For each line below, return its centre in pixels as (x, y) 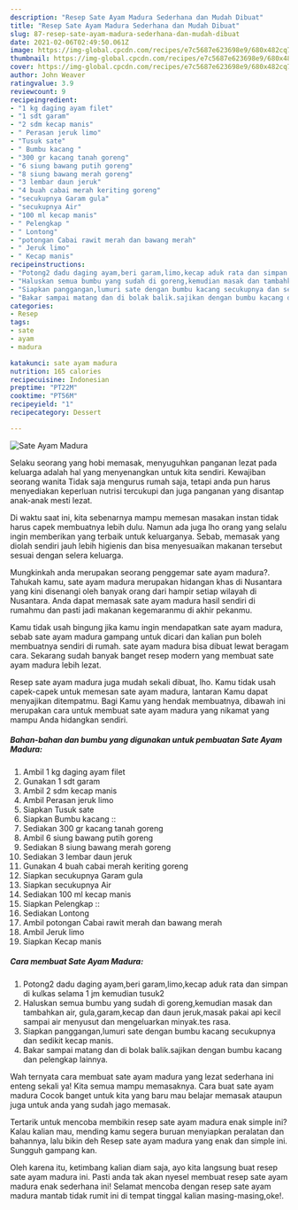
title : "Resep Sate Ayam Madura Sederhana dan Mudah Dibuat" (125, 26)
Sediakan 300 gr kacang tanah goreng (93, 828)
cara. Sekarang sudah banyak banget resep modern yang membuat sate (142, 655)
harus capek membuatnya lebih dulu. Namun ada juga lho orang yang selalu (148, 527)
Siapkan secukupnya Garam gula (83, 875)
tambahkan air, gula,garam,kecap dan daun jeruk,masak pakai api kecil (152, 1012)
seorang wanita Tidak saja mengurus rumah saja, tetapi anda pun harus (140, 481)
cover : (22, 67)
